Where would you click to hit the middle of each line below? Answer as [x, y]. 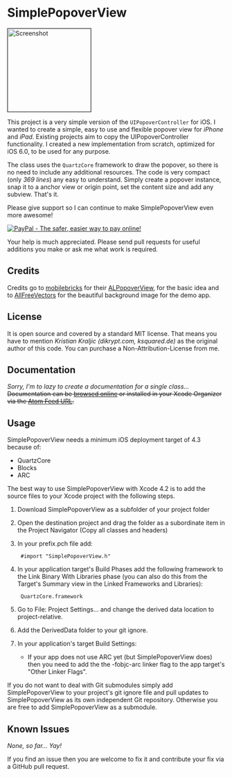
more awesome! [30, 215]
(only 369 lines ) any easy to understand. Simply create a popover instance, [114, 179]
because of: [24, 447]
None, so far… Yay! [35, 745]
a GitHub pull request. [38, 766]
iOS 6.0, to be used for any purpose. [59, 151]
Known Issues [38, 729]
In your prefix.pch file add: [55, 544]
